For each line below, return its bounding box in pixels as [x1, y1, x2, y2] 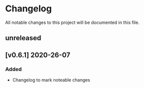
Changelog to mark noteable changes [12, 77, 90, 83]
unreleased [5, 34, 41, 42]
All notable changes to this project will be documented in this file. [5, 19, 140, 25]
